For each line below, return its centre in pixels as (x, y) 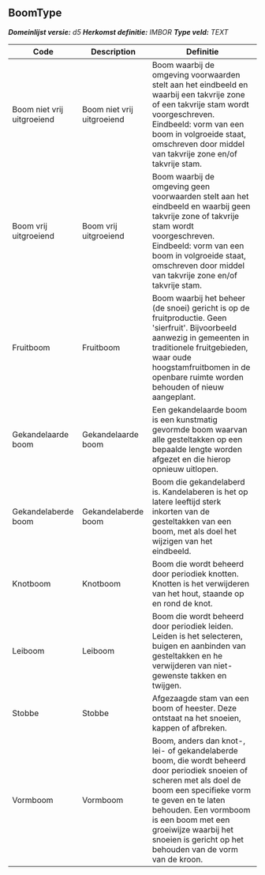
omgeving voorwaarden (196, 74)
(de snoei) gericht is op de (201, 307)
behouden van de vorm (195, 849)
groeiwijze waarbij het (193, 829)
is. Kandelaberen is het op (200, 492)
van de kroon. (177, 859)
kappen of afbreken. (189, 728)
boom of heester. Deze (194, 708)
